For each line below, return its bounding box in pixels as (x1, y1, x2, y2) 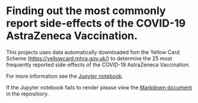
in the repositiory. (6, 90, 49, 97)
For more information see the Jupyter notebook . (6, 72, 123, 79)
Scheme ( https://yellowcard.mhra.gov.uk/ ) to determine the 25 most (6, 55, 173, 62)
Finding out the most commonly (6, 4, 166, 18)
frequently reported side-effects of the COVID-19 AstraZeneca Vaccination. (6, 61, 191, 68)
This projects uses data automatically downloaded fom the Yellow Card (6, 48, 180, 55)
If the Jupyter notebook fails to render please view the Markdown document (6, 84, 193, 91)
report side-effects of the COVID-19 (6, 16, 186, 30)
